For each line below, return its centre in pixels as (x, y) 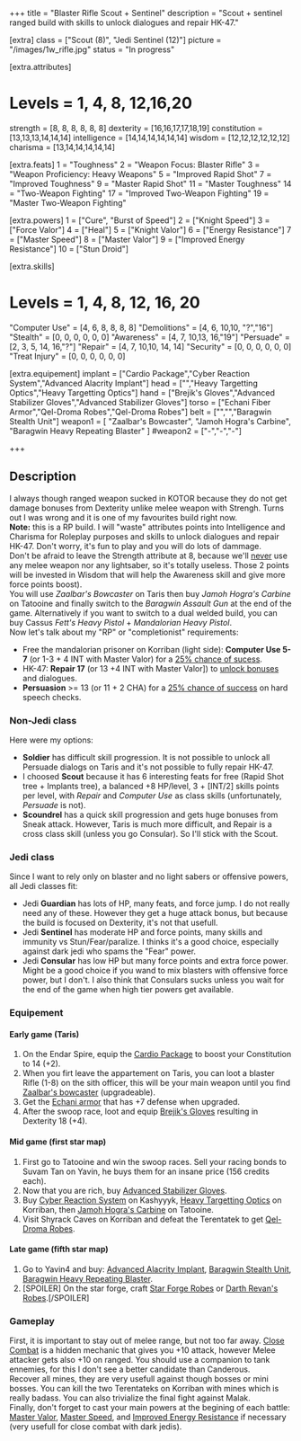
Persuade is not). (54, 805)
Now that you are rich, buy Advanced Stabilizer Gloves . (124, 1190)
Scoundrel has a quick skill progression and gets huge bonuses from (150, 814)
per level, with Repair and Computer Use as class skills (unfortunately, (152, 796)
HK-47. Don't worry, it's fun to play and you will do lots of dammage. (136, 546)
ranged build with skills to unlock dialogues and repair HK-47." (124, 22)
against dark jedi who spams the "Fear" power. (109, 951)
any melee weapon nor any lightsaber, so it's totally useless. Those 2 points (149, 565)
